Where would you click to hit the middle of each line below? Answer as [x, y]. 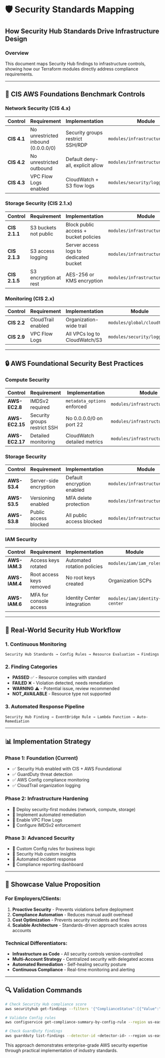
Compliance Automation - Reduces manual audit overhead [72, 914]
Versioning [42, 498]
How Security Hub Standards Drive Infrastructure [82, 31]
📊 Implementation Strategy [48, 742]
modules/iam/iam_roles [134, 564]
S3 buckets [43, 228]
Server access [82, 245]
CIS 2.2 [16, 323]
